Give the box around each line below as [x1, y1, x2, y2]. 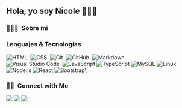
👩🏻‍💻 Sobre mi [6, 24, 48, 32]
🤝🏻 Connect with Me [6, 82, 69, 90]
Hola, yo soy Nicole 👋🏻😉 [6, 6, 98, 16]
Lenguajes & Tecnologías [6, 40, 81, 49]
